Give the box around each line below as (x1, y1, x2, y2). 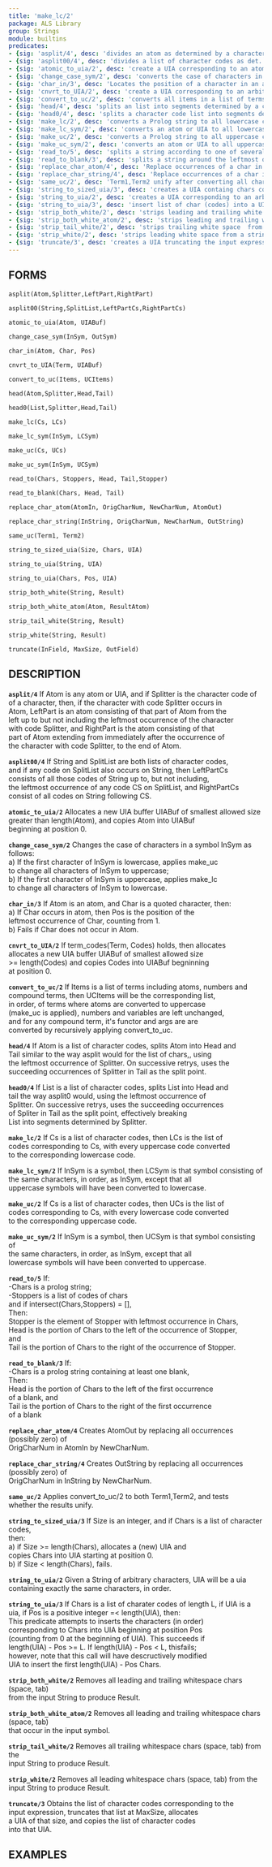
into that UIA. (8, 1824, 53, 1834)
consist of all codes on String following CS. (8, 791, 152, 801)
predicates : (8, 42, 49, 50)
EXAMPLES (8, 1848, 67, 1861)
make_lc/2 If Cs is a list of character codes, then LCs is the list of (8, 1132, 223, 1142)
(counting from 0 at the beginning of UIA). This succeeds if (8, 1633, 205, 1643)
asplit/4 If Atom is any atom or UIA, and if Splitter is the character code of (8, 689, 257, 698)
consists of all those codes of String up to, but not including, (8, 773, 210, 784)
